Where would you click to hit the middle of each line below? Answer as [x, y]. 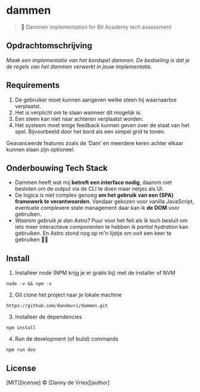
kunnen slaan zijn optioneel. [41, 149]
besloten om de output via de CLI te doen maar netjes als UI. [89, 189]
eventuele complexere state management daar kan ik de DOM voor [97, 208]
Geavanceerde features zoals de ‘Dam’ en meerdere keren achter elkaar [95, 143]
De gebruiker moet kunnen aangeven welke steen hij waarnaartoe [96, 100]
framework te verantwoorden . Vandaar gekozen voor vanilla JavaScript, [104, 201]
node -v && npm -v [29, 284]
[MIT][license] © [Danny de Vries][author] [58, 382]
